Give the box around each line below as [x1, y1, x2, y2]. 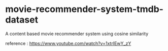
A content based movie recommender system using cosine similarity [5, 30, 149, 36]
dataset [5, 14, 39, 25]
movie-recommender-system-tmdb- [5, 3, 164, 15]
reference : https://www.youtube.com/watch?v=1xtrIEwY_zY [5, 40, 131, 46]
